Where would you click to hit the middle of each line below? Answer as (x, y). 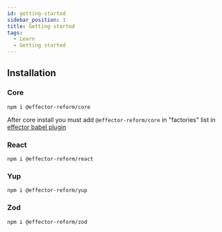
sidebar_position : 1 (37, 20)
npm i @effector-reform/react (51, 159)
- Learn (24, 39)
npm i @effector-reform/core (49, 107)
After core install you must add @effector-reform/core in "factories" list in (111, 119)
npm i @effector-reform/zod (47, 222)
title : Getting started (41, 26)
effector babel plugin (37, 127)
